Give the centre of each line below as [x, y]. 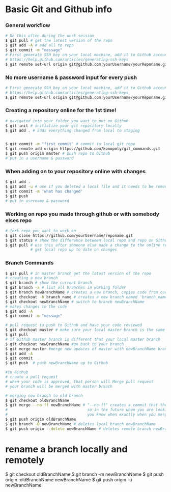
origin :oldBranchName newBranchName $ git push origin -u [69, 479]
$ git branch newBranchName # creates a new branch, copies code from [82, 292]
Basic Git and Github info [59, 9]
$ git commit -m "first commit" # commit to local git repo [70, 144]
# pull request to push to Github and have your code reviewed [74, 325]
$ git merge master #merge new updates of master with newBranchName [81, 349]
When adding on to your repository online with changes [76, 171]
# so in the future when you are [79, 410]
